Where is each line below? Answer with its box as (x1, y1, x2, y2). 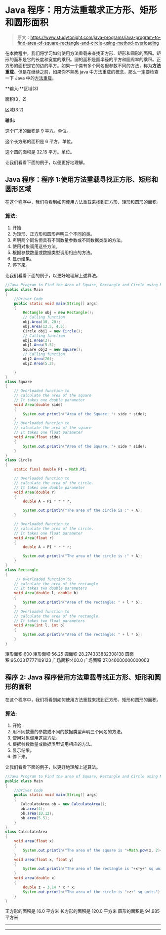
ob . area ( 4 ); (20, 806, 45, 811)
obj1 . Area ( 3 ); (23, 338, 52, 343)
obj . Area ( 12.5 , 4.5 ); (23, 324, 68, 329)
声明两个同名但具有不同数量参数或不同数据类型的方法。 (12, 237, 125, 243)
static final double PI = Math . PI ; (14, 467, 87, 472)
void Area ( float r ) (14, 535, 54, 541)
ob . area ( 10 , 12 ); (20, 811, 54, 816)
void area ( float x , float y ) (14, 857, 74, 862)
